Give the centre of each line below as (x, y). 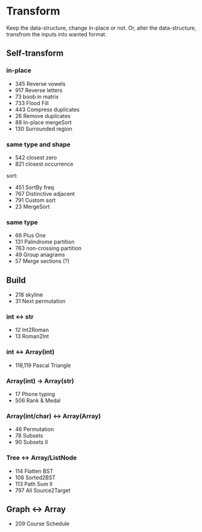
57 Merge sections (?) (42, 261)
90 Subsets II (31, 442)
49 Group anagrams (40, 255)
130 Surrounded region (43, 129)
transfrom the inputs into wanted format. (56, 34)
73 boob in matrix (37, 96)
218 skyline (29, 295)
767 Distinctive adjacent (45, 193)
